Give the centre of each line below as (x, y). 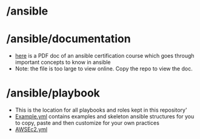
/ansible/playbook (53, 93)
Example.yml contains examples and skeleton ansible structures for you (105, 117)
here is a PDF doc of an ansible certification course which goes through (105, 56)
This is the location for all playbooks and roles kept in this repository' (101, 110)
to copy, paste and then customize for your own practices (87, 123)
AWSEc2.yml (31, 129)
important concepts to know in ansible (63, 63)
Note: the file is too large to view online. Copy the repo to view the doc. (104, 69)
